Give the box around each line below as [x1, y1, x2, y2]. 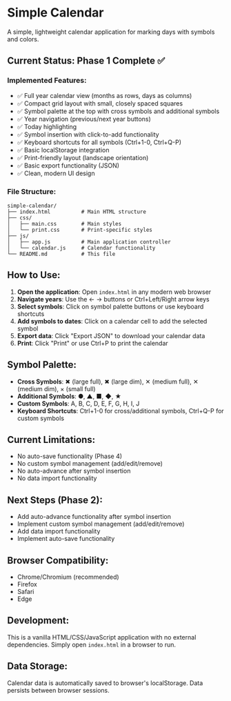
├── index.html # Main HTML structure [7, 208, 147, 215]
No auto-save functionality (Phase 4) [17, 452, 123, 460]
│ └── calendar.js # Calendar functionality [7, 244, 156, 251]
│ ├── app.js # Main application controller [7, 238, 171, 246]
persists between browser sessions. [7, 686, 110, 694]
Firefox [17, 580, 38, 588]
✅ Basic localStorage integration [17, 146, 110, 154]
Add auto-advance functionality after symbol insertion [17, 513, 171, 521]
